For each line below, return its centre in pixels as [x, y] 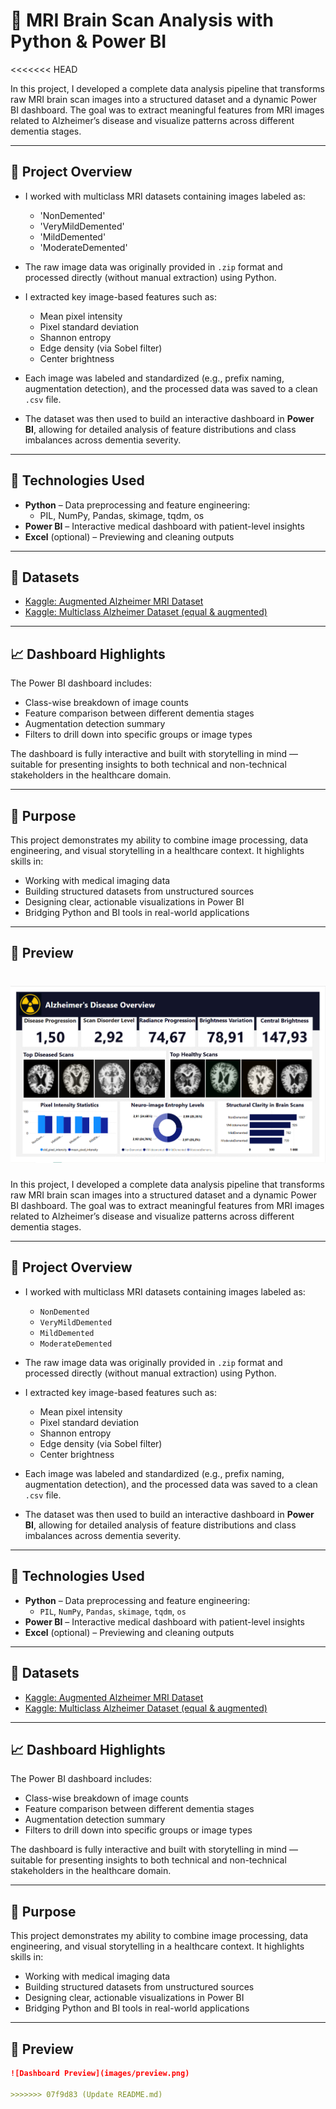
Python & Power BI [88, 41]
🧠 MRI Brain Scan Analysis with [142, 20]
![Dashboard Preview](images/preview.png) [100, 2073]
